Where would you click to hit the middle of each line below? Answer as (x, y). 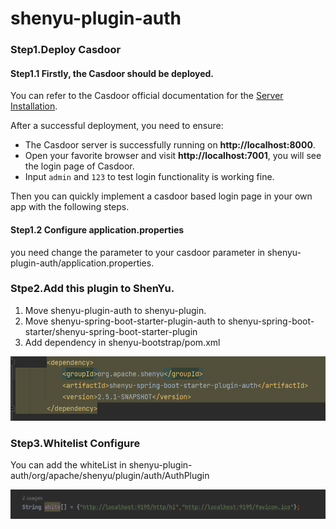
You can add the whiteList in (68, 465)
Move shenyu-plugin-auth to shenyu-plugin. (115, 310)
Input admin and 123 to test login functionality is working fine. (149, 177)
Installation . (34, 106)
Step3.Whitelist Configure (75, 444)
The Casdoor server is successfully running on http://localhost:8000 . (170, 145)
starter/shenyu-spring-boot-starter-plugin (111, 331)
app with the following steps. (70, 207)
